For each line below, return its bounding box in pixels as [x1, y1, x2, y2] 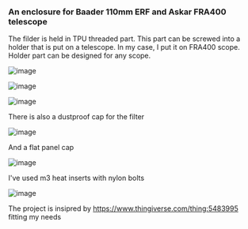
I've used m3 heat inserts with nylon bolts [8, 173, 145, 183]
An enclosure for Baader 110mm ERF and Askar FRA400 [8, 6, 227, 17]
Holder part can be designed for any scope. [8, 51, 151, 61]
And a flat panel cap [8, 143, 74, 152]
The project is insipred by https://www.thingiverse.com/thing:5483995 [8, 204, 239, 213]
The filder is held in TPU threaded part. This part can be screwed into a [8, 34, 241, 43]
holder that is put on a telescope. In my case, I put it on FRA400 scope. [8, 43, 240, 52]
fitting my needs [8, 212, 62, 222]
